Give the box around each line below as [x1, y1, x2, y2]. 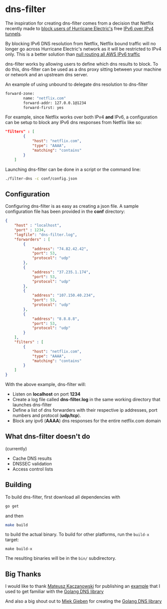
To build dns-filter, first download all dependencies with [5, 494, 120, 500]
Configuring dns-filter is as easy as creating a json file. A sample [5, 203, 139, 209]
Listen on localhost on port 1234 [12, 391, 81, 397]
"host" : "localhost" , [14, 223, 62, 228]
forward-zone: [5, 91, 35, 96]
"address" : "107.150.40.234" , [32, 293, 95, 298]
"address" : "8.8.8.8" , [32, 316, 80, 321]
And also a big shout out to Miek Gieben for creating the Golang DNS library [5, 598, 162, 604]
